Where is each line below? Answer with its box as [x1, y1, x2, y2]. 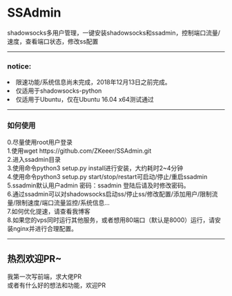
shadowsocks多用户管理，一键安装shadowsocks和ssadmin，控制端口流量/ [7, 28, 221, 37]
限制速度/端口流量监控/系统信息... [15, 198, 110, 207]
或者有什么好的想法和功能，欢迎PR [7, 281, 106, 290]
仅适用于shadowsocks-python [16, 86, 102, 95]
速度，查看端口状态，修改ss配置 [7, 37, 99, 46]
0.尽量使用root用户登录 [7, 138, 72, 146]
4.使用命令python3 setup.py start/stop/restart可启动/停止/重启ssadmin [7, 172, 208, 181]
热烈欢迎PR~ [7, 252, 62, 264]
